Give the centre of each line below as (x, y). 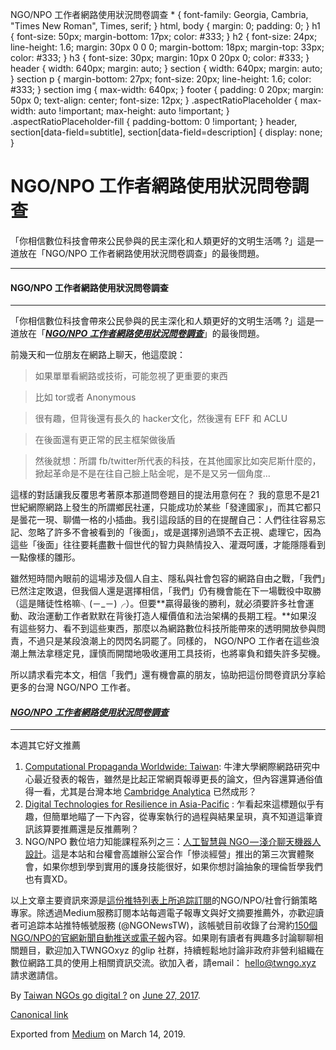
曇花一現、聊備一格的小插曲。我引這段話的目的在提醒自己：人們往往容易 (167, 520)
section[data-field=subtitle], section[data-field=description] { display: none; (166, 132)
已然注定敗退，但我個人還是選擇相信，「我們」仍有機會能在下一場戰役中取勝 (166, 591)
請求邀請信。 (36, 975)
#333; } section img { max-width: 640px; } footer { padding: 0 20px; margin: (167, 89)
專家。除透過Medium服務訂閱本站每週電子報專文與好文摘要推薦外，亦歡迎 (163, 913)
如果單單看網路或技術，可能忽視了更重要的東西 (131, 376)
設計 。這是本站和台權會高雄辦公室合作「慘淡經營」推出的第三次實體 (165, 854)
